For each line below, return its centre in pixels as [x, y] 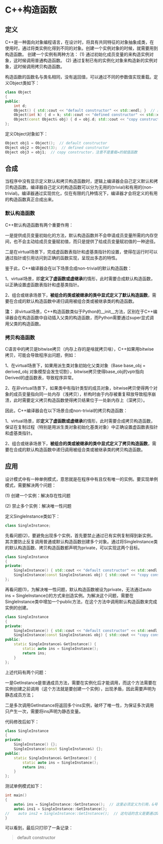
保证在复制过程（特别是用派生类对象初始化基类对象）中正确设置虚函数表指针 [81, 427]
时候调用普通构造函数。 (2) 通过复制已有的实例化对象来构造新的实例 [86, 60]
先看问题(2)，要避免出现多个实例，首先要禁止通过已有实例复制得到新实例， [80, 535]
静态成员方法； [20, 695]
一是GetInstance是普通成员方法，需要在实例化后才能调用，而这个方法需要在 [81, 683]
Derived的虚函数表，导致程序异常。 [41, 378]
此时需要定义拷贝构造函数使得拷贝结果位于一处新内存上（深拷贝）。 [80, 400]
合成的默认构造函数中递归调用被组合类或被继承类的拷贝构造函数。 [79, 450]
